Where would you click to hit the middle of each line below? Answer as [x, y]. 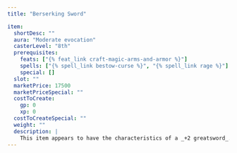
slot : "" [26, 79]
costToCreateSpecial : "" [50, 118]
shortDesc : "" [34, 33]
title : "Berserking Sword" [47, 14]
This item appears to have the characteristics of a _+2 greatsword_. [126, 138]
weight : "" [30, 125]
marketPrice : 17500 [42, 85]
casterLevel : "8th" [42, 47]
